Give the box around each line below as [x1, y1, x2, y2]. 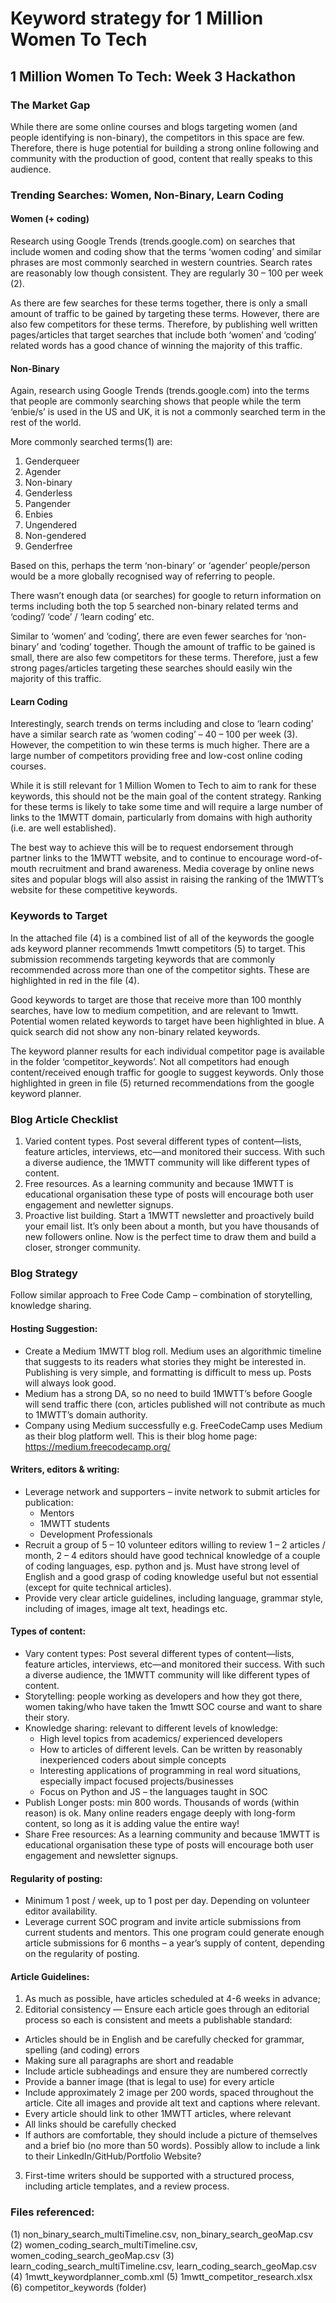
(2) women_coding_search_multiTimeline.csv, [10, 2238, 198, 2251]
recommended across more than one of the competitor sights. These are [10, 963, 310, 976]
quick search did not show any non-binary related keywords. [10, 1025, 261, 1037]
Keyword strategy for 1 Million [10, 7, 264, 30]
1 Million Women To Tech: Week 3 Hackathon [10, 68, 296, 85]
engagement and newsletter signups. [24, 1849, 179, 1861]
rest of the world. [10, 417, 82, 429]
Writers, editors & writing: [10, 1463, 120, 1476]
